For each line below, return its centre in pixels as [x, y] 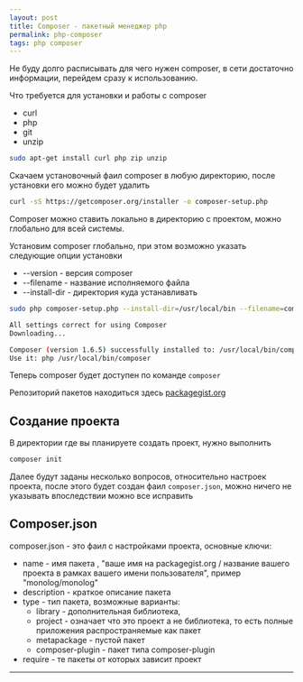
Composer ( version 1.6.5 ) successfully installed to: [113, 350]
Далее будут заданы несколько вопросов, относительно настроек [138, 477]
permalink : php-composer [56, 34]
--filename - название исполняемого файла [106, 282]
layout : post [34, 18]
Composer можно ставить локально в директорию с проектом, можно [146, 219]
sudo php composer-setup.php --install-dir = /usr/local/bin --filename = [147, 309]
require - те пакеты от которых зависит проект [112, 659]
